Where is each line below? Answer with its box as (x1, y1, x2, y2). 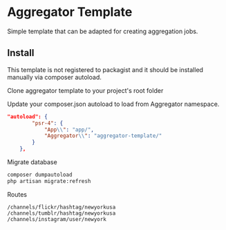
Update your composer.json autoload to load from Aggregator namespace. (7, 100, 220, 108)
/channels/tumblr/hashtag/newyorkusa (7, 209, 116, 217)
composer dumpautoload (7, 171, 73, 178)
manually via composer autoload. (7, 73, 102, 81)
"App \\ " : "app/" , (44, 126, 95, 133)
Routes (7, 190, 28, 198)
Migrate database (7, 158, 57, 166)
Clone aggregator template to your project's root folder (7, 86, 164, 94)
